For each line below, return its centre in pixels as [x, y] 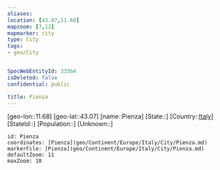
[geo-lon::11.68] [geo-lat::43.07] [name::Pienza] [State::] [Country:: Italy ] [110, 116]
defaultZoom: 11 [31, 155]
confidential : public [39, 84]
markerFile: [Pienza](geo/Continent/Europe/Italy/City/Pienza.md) [106, 149]
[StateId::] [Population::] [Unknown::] [60, 124]
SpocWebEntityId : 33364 [42, 71]
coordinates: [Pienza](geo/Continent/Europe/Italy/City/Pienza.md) [108, 143]
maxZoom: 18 [24, 161]
